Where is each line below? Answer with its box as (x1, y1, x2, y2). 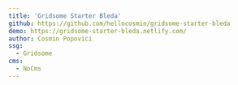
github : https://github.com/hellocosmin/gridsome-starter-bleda (8, 19, 231, 28)
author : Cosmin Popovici (8, 34, 93, 43)
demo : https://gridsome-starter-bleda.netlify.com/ (8, 27, 187, 35)
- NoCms (15, 65, 42, 73)
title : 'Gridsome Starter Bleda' (8, 11, 122, 20)
